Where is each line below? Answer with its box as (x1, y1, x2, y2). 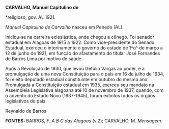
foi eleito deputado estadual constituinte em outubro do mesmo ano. (5, 76, 149, 82)
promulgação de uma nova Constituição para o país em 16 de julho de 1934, (5, 71, 164, 77)
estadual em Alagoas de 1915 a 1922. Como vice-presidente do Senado (5, 39, 155, 45)
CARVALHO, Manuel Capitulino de (5, 5, 79, 10)
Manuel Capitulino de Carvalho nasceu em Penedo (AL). (5, 24, 124, 30)
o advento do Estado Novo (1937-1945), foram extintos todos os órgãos (5, 93, 155, 98)
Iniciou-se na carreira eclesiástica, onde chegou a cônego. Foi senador (5, 34, 154, 40)
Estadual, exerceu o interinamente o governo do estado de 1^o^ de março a (5, 45, 163, 50)
